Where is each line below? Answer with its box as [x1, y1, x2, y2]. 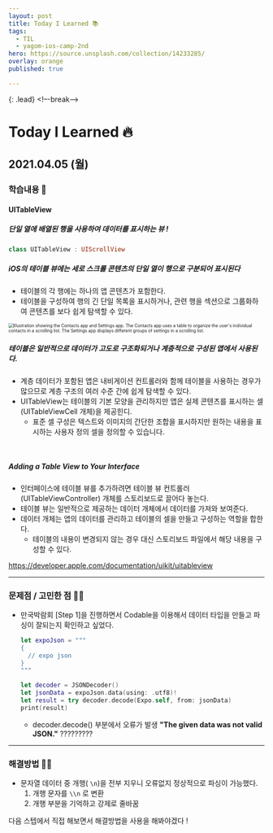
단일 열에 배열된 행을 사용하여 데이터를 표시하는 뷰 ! [8, 225, 169, 234]
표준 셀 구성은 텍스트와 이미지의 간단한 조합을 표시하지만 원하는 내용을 [32, 416, 254, 426]
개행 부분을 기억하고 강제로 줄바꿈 [32, 799, 140, 809]
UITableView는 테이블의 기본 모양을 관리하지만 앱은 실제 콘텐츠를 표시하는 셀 [19, 396, 264, 406]
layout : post [8, 11, 53, 20]
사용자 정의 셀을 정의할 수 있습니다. [54, 426, 165, 436]
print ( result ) [19, 704, 68, 712]
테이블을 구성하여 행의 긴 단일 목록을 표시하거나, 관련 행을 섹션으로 [19, 296, 231, 306]
